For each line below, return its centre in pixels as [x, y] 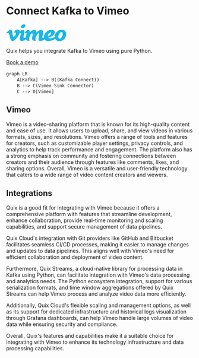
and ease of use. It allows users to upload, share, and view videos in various [99, 130]
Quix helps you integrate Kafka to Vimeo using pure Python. [79, 50]
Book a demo [22, 62]
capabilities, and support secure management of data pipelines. [84, 226]
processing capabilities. [35, 348]
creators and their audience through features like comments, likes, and [93, 162]
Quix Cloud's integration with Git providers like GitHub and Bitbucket [90, 238]
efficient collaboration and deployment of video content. [75, 257]
